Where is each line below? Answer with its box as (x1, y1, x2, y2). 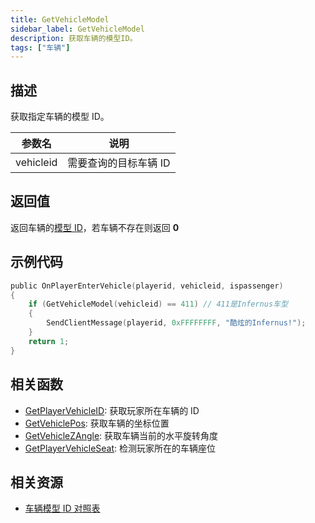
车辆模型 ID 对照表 (24, 502, 101, 515)
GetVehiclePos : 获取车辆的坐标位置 (24, 417, 170, 429)
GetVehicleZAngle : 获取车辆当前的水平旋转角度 (24, 429, 219, 441)
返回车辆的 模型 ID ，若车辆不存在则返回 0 (10, 221, 180, 233)
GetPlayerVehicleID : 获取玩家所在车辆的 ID (24, 404, 200, 416)
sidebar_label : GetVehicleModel (10, 24, 145, 34)
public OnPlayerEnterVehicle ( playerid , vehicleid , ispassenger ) (10, 281, 284, 291)
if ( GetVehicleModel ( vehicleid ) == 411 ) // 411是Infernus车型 (28, 299, 288, 310)
